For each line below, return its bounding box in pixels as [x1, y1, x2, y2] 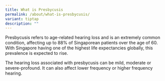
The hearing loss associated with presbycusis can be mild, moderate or [5, 60, 152, 66]
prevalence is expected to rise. [5, 50, 69, 56]
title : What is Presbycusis [5, 7, 64, 12]
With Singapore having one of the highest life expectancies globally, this [5, 45, 153, 51]
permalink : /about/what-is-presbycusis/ [5, 12, 90, 17]
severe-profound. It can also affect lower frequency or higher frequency [5, 65, 153, 71]
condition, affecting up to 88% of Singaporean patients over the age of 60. [5, 40, 158, 46]
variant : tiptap [5, 16, 39, 21]
